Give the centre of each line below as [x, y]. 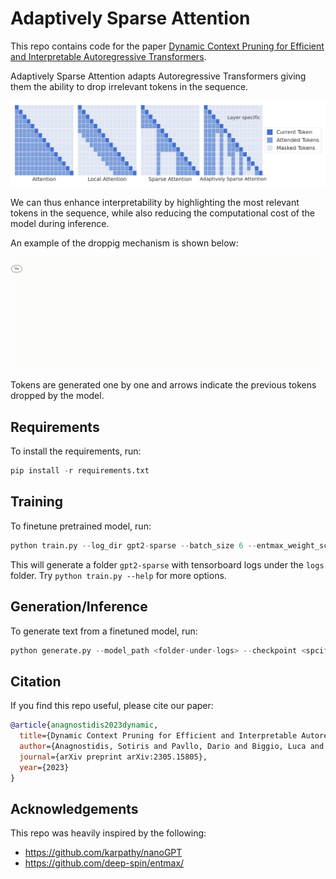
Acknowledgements [74, 808]
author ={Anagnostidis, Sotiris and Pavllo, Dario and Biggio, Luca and [172, 747]
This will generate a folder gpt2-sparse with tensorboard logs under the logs [167, 564]
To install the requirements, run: [76, 451]
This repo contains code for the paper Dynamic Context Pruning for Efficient [167, 46]
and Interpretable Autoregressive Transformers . [108, 56]
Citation [36, 681]
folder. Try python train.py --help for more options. [118, 575]
